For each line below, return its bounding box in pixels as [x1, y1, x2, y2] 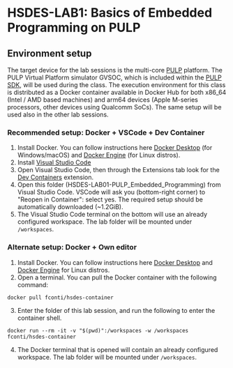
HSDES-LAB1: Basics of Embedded [7, 5, 213, 21]
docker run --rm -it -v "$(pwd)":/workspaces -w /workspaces [7, 327, 189, 334]
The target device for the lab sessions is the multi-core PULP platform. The [7, 66, 223, 74]
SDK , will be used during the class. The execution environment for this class [7, 81, 226, 89]
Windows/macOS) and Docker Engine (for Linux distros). [17, 151, 181, 160]
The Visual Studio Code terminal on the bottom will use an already [17, 210, 208, 219]
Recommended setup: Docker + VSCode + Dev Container [7, 128, 205, 137]
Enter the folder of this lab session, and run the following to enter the [17, 306, 216, 314]
